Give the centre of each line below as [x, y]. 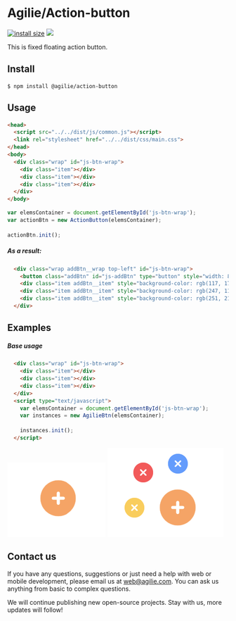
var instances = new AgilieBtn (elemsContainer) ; [92, 416]
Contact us [32, 557]
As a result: [25, 251]
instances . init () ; [47, 431]
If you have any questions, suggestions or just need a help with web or [110, 573]
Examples [29, 328]
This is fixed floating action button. [58, 46]
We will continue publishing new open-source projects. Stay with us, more [115, 602]
